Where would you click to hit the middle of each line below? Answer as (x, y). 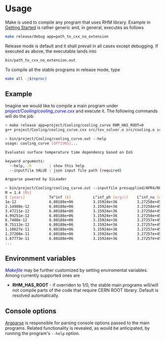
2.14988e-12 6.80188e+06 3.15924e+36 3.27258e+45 (83, 206)
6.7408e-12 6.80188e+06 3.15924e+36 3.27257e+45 (83, 220)
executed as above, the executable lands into (51, 51)
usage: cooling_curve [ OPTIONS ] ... (41, 143)
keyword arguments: (25, 161)
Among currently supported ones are (42, 275)
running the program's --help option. (42, 334)
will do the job (19, 116)
